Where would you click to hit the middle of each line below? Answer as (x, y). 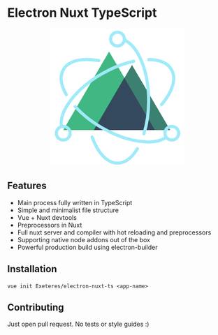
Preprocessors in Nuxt (50, 225)
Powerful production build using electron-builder (87, 247)
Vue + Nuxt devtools (47, 217)
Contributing (36, 307)
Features (27, 186)
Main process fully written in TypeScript (75, 202)
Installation (32, 269)
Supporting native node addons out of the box (83, 239)
